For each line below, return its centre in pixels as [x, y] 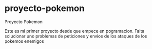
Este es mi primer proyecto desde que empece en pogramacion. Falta [75, 31]
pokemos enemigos [24, 41]
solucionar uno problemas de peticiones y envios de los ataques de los [76, 36]
